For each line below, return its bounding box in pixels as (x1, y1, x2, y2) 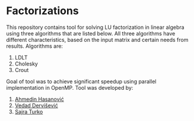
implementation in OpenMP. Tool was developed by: (6, 84, 133, 91)
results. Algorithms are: (6, 42, 63, 50)
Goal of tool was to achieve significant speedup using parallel (6, 78, 157, 85)
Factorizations (6, 4, 79, 18)
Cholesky (14, 60, 39, 67)
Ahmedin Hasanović (14, 96, 64, 103)
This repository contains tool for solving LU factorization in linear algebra (6, 24, 185, 31)
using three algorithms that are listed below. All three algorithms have (6, 30, 176, 37)
